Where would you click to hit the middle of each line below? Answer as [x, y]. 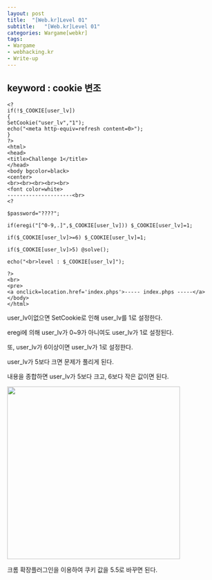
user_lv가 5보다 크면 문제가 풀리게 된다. [60, 361]
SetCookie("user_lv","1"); [46, 123]
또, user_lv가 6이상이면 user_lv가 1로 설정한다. [70, 347]
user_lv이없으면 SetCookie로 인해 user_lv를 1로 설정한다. [85, 318]
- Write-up [23, 59]
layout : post [26, 13]
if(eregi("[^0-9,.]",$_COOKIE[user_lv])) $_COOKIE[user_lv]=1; [100, 225]
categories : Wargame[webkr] [48, 33]
